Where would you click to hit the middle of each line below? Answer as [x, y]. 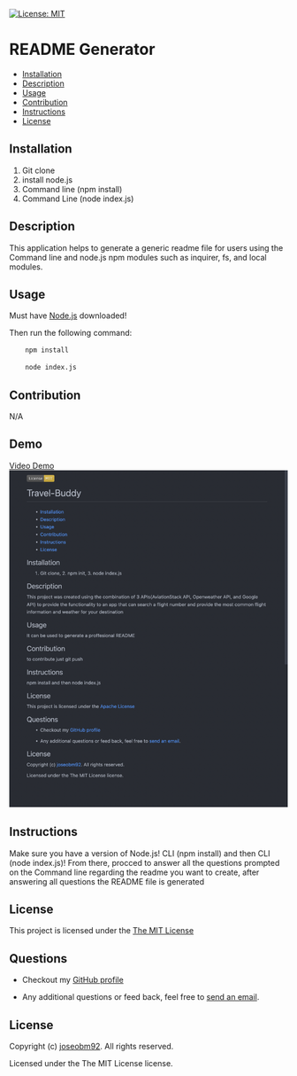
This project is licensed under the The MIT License [102, 931]
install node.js [47, 179]
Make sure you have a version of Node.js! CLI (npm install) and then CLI [140, 853]
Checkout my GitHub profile [72, 980]
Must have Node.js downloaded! [68, 316]
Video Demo [32, 465]
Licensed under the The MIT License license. [91, 1063]
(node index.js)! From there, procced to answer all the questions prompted [145, 862]
